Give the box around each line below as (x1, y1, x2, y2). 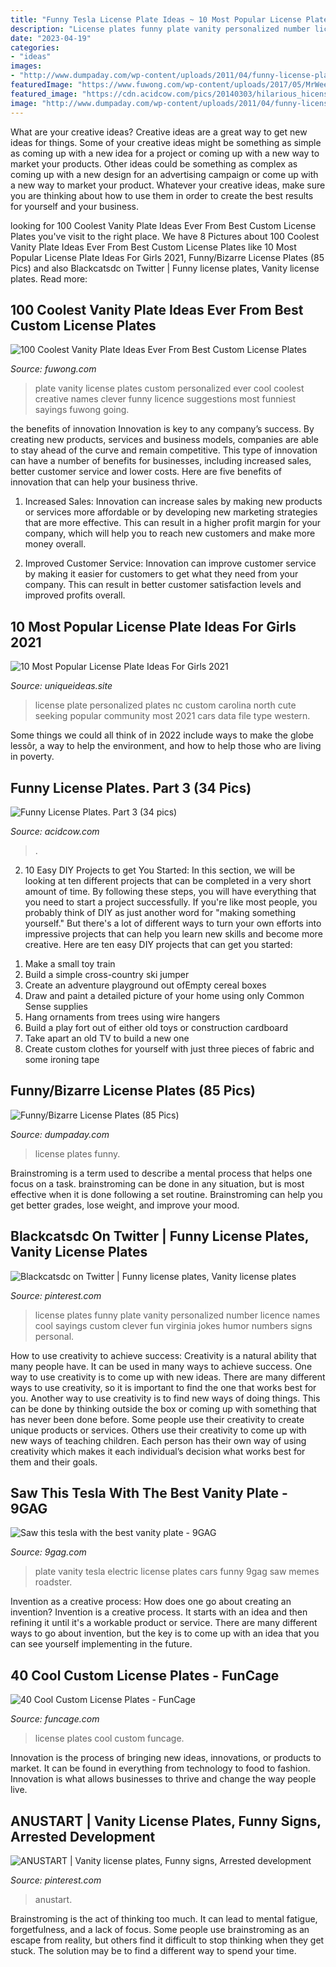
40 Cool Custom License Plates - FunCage (10, 1667, 280, 1684)
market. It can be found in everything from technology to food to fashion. (10, 1762, 311, 1775)
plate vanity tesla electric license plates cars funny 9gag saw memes (34, 1566, 320, 1578)
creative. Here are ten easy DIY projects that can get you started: (24, 938, 293, 950)
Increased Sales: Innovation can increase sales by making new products (24, 496, 323, 508)
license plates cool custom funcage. (34, 1732, 185, 1745)
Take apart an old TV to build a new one (24, 1032, 190, 1044)
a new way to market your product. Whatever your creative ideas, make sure (10, 179, 326, 191)
